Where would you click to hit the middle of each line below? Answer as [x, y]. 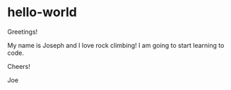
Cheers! [19, 66]
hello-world [42, 12]
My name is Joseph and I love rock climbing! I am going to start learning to [116, 45]
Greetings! [23, 32]
